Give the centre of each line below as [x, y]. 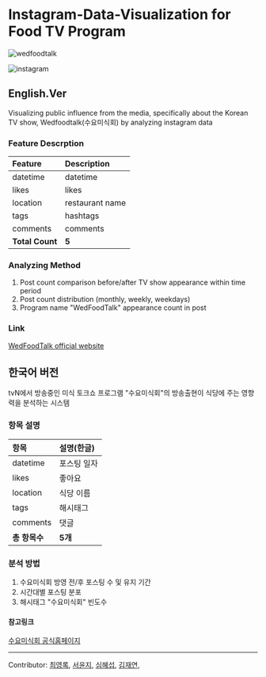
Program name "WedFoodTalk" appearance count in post [113, 308]
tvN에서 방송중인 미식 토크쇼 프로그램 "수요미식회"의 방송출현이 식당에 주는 [124, 393]
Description [87, 164]
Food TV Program [67, 31]
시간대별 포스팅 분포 [50, 592]
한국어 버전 [34, 373]
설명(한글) [77, 448]
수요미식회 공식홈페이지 [44, 641]
